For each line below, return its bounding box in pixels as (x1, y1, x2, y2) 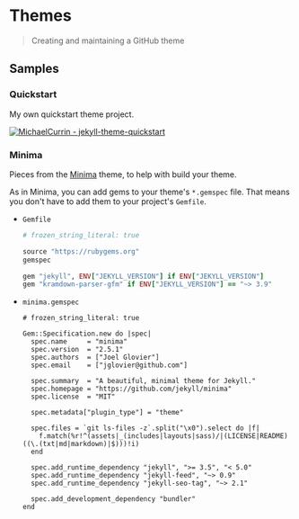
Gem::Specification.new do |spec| (22, 329, 152, 338)
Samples (9, 61, 60, 76)
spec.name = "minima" (31, 337, 128, 346)
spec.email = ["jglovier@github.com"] (31, 361, 189, 370)
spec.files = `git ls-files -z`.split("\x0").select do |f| (31, 424, 260, 433)
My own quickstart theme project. (9, 109, 135, 120)
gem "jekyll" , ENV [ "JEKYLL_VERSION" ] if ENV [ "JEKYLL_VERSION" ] (22, 272, 265, 281)
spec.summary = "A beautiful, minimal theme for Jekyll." (31, 377, 257, 386)
